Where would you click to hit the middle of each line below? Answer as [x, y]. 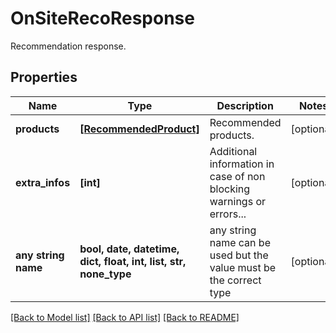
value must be [243, 267]
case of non [237, 176]
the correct [235, 280]
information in [242, 164]
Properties [44, 77]
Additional [233, 151]
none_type [105, 274]
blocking [230, 189]
